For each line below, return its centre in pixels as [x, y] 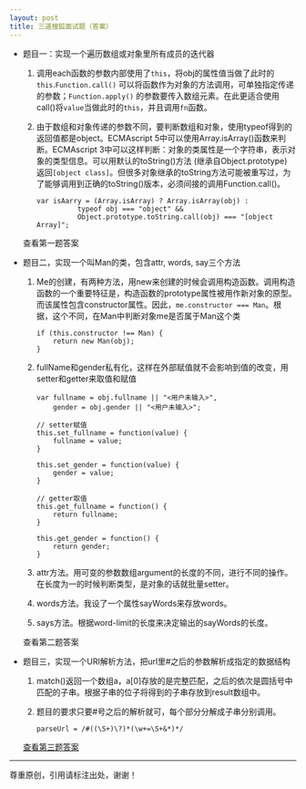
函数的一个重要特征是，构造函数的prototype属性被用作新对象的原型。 [166, 293]
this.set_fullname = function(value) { [112, 433]
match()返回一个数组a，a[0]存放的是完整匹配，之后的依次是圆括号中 [164, 680]
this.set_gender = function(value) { [108, 465]
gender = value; [84, 472]
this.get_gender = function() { [97, 538]
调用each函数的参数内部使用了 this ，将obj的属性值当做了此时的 [155, 73]
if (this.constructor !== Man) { [100, 333]
